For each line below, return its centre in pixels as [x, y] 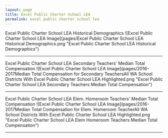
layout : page [19, 10]
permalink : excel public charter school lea [52, 19]
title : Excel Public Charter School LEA [48, 14]
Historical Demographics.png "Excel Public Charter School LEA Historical [80, 44]
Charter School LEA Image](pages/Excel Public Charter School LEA [74, 38]
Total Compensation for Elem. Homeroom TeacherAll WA [89, 110]
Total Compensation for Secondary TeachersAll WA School [92, 74]
